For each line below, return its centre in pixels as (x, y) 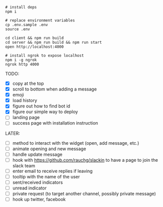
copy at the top (28, 83)
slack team (24, 165)
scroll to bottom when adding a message (54, 89)
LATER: (13, 133)
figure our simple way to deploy (45, 112)
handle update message (37, 154)
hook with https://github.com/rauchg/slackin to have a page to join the (85, 160)
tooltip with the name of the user (46, 176)
